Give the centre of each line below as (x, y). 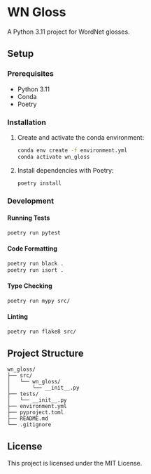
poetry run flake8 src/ (42, 331)
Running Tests (29, 218)
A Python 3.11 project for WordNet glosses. (69, 32)
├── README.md (28, 419)
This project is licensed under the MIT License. (75, 463)
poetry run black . (36, 263)
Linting (17, 317)
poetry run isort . (36, 270)
